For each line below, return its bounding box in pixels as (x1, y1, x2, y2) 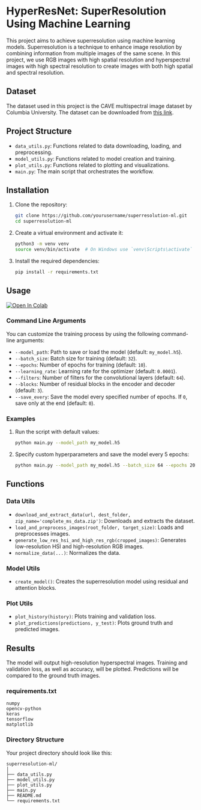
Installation (6, 185, 49, 195)
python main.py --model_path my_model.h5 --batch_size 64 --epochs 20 (14, 462, 196, 469)
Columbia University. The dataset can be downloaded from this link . (6, 108, 174, 116)
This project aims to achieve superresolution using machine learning (6, 37, 175, 44)
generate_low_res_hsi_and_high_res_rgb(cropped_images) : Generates (14, 536, 187, 543)
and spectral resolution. (6, 69, 65, 76)
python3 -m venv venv (14, 241, 70, 247)
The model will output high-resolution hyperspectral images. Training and (6, 659, 188, 666)
